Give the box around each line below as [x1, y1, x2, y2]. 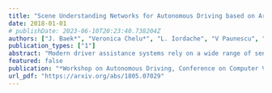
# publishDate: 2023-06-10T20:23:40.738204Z [8, 27, 161, 35]
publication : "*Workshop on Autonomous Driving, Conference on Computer [8, 65, 259, 73]
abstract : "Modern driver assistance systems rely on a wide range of [8, 49, 252, 57]
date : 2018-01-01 [8, 19, 67, 27]
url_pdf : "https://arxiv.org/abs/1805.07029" [8, 72, 164, 80]
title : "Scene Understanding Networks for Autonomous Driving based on [8, 11, 255, 20]
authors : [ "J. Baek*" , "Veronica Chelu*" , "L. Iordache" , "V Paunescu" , [8, 34, 259, 43]
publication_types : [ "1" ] [8, 42, 96, 50]
